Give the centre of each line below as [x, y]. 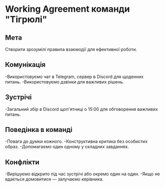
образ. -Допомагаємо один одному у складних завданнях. [67, 147]
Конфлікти [22, 162]
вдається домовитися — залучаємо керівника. [55, 179]
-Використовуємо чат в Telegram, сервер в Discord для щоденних [74, 77]
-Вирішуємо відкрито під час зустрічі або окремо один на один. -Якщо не [82, 174]
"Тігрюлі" [26, 19]
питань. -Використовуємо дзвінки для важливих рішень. [65, 81]
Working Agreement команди [68, 9]
